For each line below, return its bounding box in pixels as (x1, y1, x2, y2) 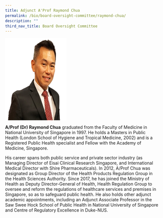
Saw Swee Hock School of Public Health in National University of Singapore (5, 202, 159, 208)
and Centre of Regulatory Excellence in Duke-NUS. (5, 207, 108, 213)
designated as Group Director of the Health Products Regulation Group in (5, 170, 153, 176)
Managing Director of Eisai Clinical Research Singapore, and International (5, 160, 153, 166)
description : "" (5, 18, 38, 23)
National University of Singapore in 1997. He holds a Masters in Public (5, 129, 146, 135)
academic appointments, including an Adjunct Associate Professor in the (5, 196, 152, 202)
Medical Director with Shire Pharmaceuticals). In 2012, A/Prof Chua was (5, 165, 151, 171)
